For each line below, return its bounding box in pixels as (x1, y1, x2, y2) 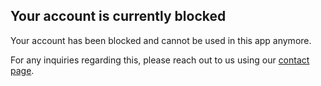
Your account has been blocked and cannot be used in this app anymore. (10, 34, 312, 46)
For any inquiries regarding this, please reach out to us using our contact (10, 54, 310, 66)
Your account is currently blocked (10, 8, 227, 25)
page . (10, 64, 35, 76)
